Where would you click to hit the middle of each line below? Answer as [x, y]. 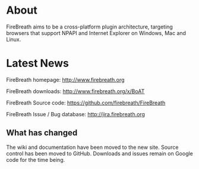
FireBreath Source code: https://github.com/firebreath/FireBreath [86, 103]
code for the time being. [36, 160]
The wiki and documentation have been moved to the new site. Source [92, 147]
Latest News [38, 63]
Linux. [14, 39]
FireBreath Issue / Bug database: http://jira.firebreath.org [76, 114]
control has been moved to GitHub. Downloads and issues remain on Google [99, 153]
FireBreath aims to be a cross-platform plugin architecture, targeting [90, 27]
